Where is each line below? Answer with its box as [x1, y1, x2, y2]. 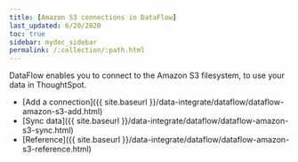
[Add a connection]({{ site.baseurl [21, 96, 148, 107]
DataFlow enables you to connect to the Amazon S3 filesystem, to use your [9, 70, 285, 81]
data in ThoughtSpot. [9, 80, 87, 90]
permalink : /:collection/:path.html [9, 46, 145, 55]
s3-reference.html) [21, 143, 92, 155]
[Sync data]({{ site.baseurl [21, 116, 120, 127]
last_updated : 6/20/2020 [9, 21, 101, 30]
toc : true [9, 29, 46, 38]
